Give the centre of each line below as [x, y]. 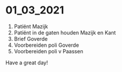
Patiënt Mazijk [31, 26]
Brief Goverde [31, 39]
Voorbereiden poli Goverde [46, 45]
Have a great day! [27, 63]
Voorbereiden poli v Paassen [48, 51]
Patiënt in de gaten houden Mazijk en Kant [65, 32]
